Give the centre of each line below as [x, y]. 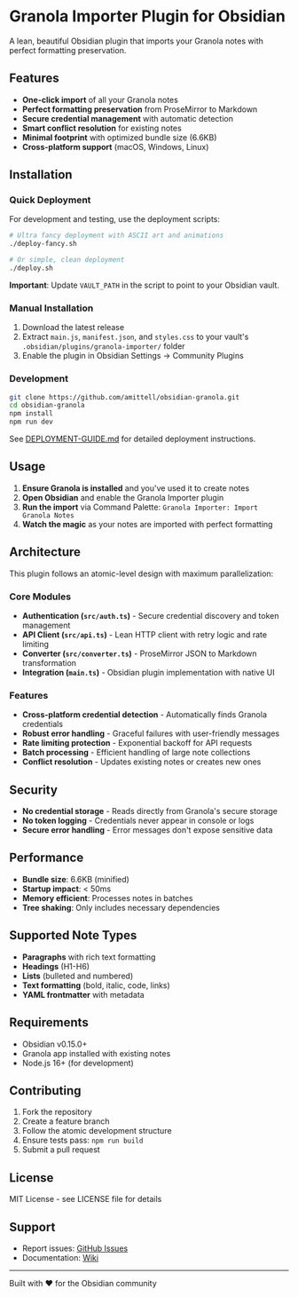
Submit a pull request [61, 1150]
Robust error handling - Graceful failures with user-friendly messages [151, 733]
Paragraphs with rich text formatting [89, 957]
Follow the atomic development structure [97, 1131]
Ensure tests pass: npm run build [82, 1140]
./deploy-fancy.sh [43, 244]
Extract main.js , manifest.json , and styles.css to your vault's [135, 337]
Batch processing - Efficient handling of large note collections [136, 753]
